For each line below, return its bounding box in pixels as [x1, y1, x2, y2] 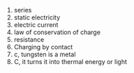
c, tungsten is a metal [13, 50, 76, 58]
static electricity [13, 13, 61, 22]
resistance [13, 35, 45, 44]
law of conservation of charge [13, 28, 101, 36]
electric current [13, 21, 59, 29]
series [13, 6, 32, 14]
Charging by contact [13, 43, 73, 51]
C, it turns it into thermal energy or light [13, 58, 128, 65]
